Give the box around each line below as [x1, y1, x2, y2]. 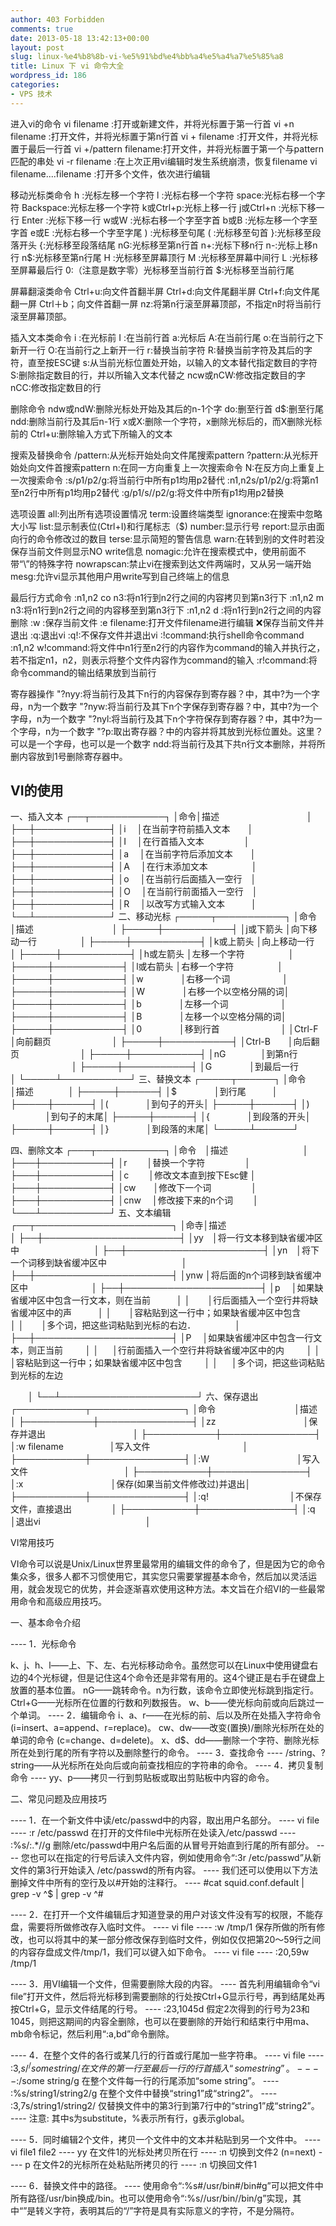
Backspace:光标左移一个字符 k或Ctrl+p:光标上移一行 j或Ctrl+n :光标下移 [21, 201, 317, 213]
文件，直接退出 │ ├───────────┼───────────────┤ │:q [10, 1503, 316, 1515]
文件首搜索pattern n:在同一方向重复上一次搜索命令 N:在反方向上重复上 [36, 461, 325, 473]
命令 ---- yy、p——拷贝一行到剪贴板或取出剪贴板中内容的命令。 [10, 1772, 275, 1784]
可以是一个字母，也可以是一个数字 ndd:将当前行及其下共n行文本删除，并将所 [10, 737, 326, 750]
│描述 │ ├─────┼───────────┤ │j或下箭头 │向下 [10, 923, 309, 935]
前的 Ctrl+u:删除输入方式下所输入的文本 [10, 427, 173, 440]
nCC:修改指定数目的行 [10, 381, 102, 393]
